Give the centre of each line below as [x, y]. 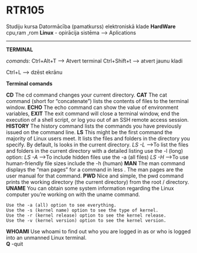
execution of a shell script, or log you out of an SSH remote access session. [98, 119]
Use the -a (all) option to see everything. [61, 205]
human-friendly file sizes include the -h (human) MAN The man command [96, 163]
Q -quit [15, 244]
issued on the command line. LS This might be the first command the [89, 132]
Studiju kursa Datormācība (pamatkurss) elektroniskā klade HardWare [91, 26]
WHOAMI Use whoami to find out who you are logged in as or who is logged [98, 231]
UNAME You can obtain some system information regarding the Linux [90, 188]
